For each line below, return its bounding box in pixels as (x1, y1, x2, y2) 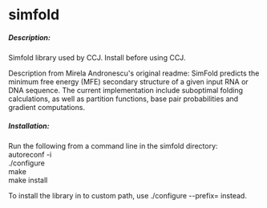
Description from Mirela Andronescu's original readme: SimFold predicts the (8, 68, 260, 78)
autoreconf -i (8, 150, 52, 160)
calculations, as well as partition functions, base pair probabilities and (8, 94, 239, 104)
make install (8, 175, 48, 186)
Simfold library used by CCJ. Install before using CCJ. (8, 53, 186, 63)
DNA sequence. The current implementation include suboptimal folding (8, 86, 243, 96)
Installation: (8, 120, 50, 130)
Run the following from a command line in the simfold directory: (8, 141, 218, 151)
